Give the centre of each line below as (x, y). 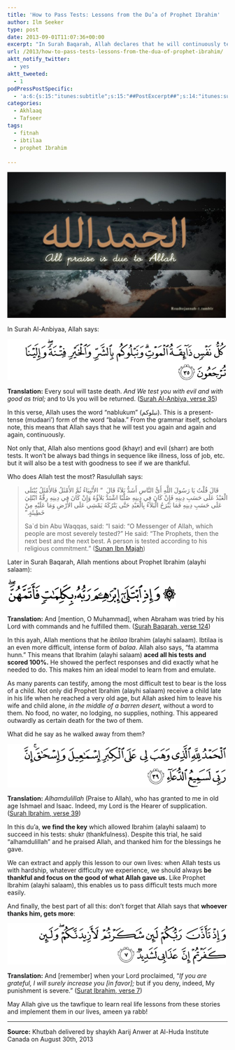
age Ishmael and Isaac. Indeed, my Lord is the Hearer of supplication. (107, 806)
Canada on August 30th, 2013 (50, 1039)
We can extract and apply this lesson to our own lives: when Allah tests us (114, 863)
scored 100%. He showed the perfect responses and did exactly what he (113, 663)
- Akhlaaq (28, 111)
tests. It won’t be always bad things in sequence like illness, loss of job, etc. (116, 456)
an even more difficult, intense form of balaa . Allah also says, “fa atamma (113, 647)
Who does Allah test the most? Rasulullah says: (75, 477)
